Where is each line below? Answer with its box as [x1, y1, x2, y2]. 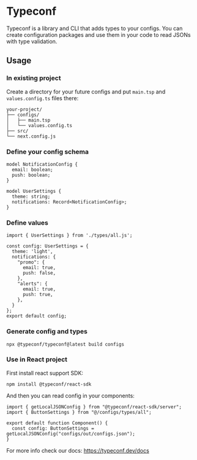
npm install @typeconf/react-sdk [6, 381, 92, 388]
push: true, [22, 292, 53, 298]
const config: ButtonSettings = [12, 425, 95, 431]
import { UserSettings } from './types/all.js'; [6, 232, 133, 239]
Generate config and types [6, 327, 87, 336]
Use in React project [6, 355, 68, 364]
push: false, [22, 270, 56, 276]
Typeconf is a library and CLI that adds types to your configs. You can [6, 25, 183, 32]
